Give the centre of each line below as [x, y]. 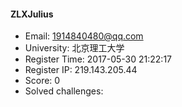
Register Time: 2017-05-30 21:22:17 [98, 59]
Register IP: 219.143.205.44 [81, 70]
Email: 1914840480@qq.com [84, 36]
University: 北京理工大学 [74, 48]
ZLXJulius [32, 14]
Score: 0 [42, 81]
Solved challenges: [64, 91]
